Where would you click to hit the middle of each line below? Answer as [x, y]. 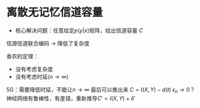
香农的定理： [22, 56]
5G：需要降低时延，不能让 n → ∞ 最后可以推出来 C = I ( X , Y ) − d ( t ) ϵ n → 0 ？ [101, 90]
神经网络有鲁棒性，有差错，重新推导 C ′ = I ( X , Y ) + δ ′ [71, 98]
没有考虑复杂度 [34, 69]
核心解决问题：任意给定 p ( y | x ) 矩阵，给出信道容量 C [79, 30]
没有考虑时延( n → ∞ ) [42, 76]
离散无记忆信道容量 [55, 12]
